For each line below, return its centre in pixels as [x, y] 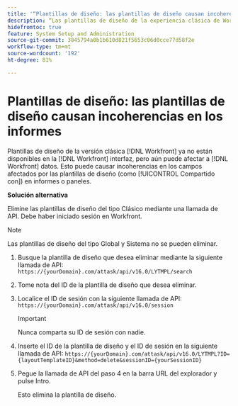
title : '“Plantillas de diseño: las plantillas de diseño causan [106, 14]
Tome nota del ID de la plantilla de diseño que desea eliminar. [107, 285]
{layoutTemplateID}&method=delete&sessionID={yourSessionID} [110, 360]
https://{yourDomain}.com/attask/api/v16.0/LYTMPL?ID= [147, 354]
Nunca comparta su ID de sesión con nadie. [81, 332]
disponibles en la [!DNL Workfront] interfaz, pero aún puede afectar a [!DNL [118, 158]
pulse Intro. [34, 380]
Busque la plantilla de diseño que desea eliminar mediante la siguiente [120, 257]
